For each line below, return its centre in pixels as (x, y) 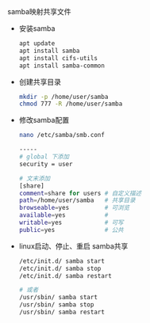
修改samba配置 (44, 120)
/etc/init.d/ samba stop (60, 268)
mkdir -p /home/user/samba (63, 97)
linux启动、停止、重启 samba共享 (73, 246)
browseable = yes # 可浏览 (74, 208)
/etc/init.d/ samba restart (65, 275)
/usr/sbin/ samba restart (62, 312)
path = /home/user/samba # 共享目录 (77, 200)
